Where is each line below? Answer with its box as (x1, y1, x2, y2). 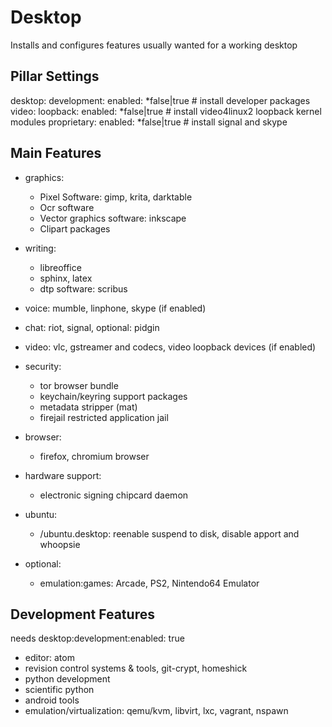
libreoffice (39, 261, 82, 273)
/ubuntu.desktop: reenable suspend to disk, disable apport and (39, 527, 300, 540)
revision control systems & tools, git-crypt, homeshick (24, 662, 248, 675)
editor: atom (24, 652, 75, 664)
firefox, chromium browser (39, 450, 150, 462)
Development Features (10, 606, 155, 623)
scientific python (24, 684, 95, 696)
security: (24, 360, 62, 372)
